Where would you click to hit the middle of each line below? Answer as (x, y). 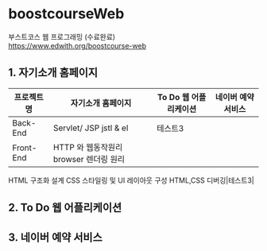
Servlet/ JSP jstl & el (91, 128)
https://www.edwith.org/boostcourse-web (77, 45)
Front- (25, 148)
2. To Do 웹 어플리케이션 (65, 208)
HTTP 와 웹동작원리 (88, 147)
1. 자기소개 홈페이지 (53, 73)
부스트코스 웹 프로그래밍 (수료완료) (62, 37)
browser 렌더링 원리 (89, 159)
